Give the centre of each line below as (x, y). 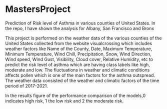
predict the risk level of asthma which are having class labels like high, (77, 64)
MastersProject (38, 9)
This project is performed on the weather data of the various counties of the (83, 38)
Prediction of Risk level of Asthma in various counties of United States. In (80, 23)
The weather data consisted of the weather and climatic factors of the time (82, 80)
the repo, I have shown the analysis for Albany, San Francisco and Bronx (80, 28)
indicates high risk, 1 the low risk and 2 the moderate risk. (64, 100)
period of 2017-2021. (27, 85)
